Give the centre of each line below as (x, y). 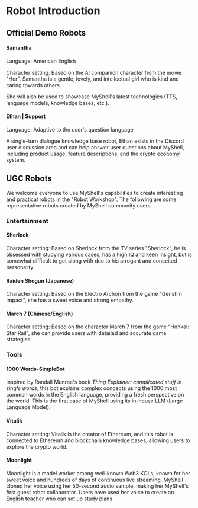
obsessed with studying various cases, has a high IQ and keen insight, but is (99, 254)
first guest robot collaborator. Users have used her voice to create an (90, 492)
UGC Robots (29, 179)
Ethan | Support (26, 116)
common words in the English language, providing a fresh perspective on (95, 395)
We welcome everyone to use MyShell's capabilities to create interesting (95, 193)
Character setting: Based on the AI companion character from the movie (94, 72)
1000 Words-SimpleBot (35, 369)
